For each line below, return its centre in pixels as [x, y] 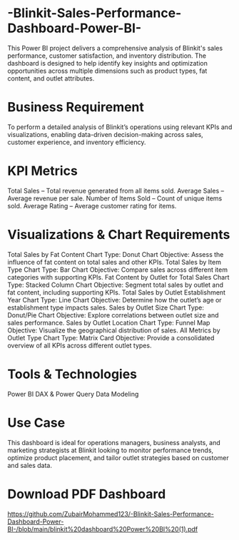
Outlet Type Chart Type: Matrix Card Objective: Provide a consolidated [111, 337]
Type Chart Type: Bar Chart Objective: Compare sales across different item [118, 270]
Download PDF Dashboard [87, 494]
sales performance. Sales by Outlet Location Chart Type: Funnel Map [109, 322]
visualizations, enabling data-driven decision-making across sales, [105, 134]
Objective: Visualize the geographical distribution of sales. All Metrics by [114, 330]
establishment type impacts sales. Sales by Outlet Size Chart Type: [106, 307]
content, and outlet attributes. [51, 78]
